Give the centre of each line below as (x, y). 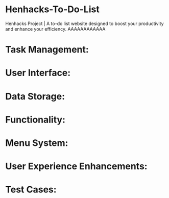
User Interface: (38, 73)
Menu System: (37, 143)
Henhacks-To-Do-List (52, 9)
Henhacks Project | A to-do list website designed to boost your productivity (85, 23)
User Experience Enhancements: (76, 166)
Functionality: (35, 120)
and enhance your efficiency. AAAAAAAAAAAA (55, 29)
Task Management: (47, 50)
